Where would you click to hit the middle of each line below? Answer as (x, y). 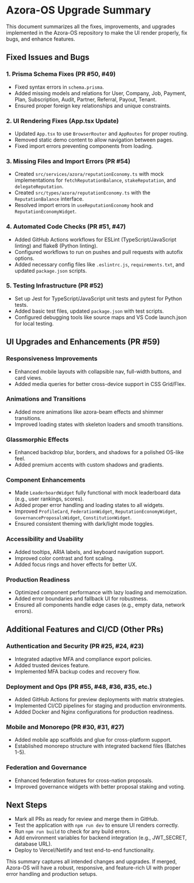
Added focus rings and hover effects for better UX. (76, 564)
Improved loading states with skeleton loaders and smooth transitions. (99, 424)
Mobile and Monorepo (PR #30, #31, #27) (65, 727)
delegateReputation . (39, 187)
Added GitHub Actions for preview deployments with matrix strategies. (100, 699)
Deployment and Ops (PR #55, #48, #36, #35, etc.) (79, 686)
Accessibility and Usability (45, 539)
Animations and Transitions (46, 399)
